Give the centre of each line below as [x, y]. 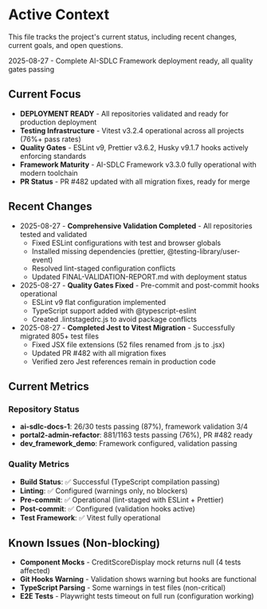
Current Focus [45, 95]
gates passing [31, 69]
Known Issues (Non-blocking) [84, 543]
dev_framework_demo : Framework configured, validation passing [128, 444]
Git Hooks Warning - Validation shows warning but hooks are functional [138, 579]
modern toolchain [49, 172]
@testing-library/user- [204, 251]
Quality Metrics [39, 465]
